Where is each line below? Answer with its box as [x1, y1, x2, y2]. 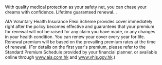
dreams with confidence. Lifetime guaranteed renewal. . [5, 9, 117, 15]
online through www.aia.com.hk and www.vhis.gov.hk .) [5, 54, 116, 60]
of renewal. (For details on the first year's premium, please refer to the [5, 44, 146, 50]
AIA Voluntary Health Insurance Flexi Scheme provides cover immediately [5, 19, 153, 24]
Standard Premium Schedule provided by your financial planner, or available [5, 49, 157, 55]
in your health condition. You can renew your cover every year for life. [5, 34, 145, 39]
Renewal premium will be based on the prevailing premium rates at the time [5, 39, 156, 45]
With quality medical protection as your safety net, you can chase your [5, 4, 147, 10]
